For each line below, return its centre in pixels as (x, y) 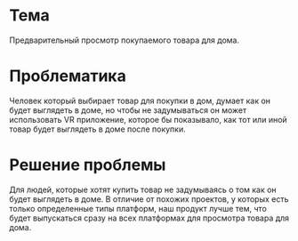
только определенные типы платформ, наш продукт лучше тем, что (138, 208)
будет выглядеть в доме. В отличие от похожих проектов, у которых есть (149, 199)
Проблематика (68, 76)
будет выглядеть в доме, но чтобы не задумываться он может (128, 110)
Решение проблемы (88, 165)
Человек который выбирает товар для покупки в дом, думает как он (140, 100)
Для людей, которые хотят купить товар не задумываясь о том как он (143, 189)
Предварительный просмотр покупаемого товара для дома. (125, 40)
